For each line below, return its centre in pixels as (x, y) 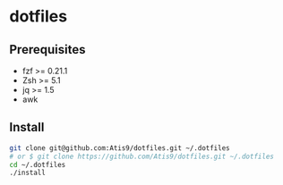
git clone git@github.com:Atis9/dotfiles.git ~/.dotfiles (120, 148)
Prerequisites (47, 50)
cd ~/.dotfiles (38, 164)
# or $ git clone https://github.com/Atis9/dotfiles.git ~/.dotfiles (142, 156)
